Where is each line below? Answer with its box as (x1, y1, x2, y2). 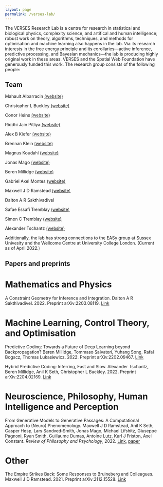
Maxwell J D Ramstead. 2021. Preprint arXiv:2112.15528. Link (5, 476, 127, 482)
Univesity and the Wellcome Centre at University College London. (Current (5, 240, 155, 246)
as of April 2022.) (5, 245, 40, 251)
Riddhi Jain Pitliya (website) (5, 122, 61, 128)
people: (5, 66, 20, 72)
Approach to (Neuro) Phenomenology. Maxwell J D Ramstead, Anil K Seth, (5, 422, 154, 429)
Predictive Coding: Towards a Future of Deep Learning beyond (5, 344, 130, 350)
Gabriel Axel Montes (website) (5, 178, 66, 184)
